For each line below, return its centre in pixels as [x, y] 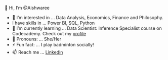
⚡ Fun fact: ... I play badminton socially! [53, 45]
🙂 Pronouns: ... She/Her [37, 39]
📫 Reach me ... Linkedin [37, 52]
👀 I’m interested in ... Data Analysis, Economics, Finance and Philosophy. [88, 17]
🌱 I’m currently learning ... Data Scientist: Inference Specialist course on [87, 28]
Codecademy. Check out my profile [49, 34]
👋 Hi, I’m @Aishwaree [27, 8]
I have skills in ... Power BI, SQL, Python [53, 23]
